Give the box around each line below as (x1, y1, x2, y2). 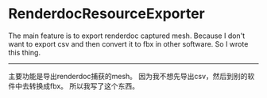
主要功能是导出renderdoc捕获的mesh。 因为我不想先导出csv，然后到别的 (8, 71, 248, 81)
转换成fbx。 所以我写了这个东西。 (29, 81, 140, 91)
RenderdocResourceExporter (8, 5, 205, 23)
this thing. (8, 47, 41, 57)
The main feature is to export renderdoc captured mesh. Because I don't (8, 31, 246, 40)
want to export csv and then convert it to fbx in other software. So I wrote (8, 39, 249, 48)
